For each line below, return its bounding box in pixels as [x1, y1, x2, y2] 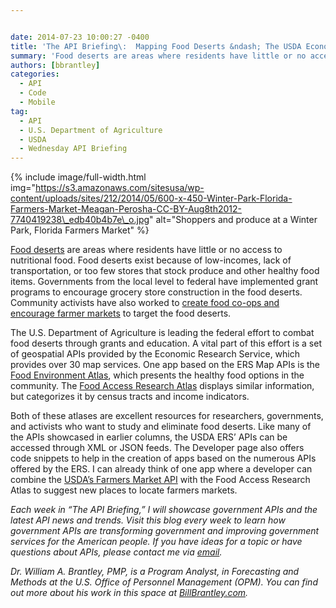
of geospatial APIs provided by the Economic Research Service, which [10, 348, 301, 360]
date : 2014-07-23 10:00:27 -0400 [10, 32, 150, 42]
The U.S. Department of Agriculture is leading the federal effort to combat [10, 327, 315, 339]
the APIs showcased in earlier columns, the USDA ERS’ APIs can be [10, 431, 288, 443]
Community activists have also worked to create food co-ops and [10, 297, 280, 309]
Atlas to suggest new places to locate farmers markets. [10, 484, 238, 496]
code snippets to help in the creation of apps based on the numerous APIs [10, 452, 317, 465]
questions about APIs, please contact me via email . [10, 546, 223, 558]
